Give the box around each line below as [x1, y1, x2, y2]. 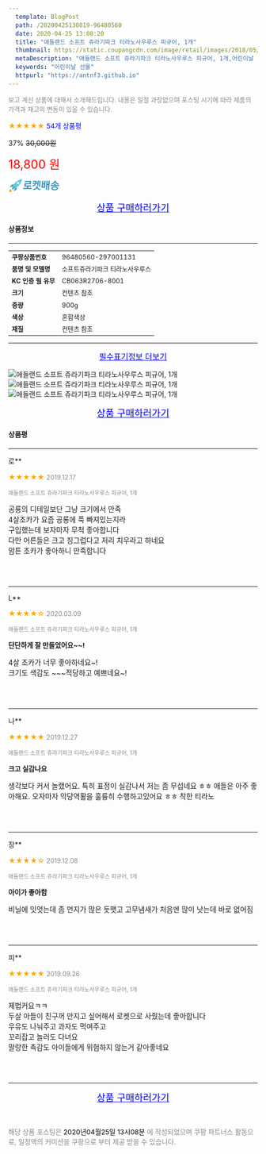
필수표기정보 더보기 [98, 351, 168, 362]
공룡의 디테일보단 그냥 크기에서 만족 [8, 504, 122, 514]
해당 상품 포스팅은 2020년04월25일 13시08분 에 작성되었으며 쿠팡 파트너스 [8, 1127, 234, 1137]
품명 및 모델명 [11, 264, 51, 273]
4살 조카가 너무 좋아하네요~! [8, 657, 98, 667]
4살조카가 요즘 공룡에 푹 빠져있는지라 [8, 514, 127, 524]
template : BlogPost [15, 13, 80, 21]
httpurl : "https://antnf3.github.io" [15, 71, 140, 79]
